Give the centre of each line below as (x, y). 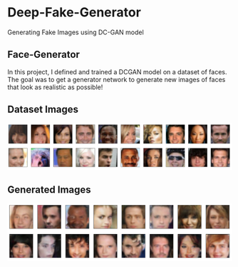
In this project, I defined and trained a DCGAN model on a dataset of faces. (117, 71)
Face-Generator (44, 55)
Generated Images (49, 190)
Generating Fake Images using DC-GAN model (76, 32)
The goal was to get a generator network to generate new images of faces (117, 79)
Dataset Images (43, 110)
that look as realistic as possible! (55, 87)
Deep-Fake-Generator (74, 12)
